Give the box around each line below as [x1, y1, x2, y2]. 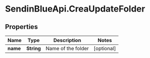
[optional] [93, 45, 116, 52]
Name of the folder [45, 45, 89, 52]
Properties [5, 23, 38, 31]
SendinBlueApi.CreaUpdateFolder [5, 3, 146, 14]
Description [53, 37, 82, 43]
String [26, 45, 41, 52]
